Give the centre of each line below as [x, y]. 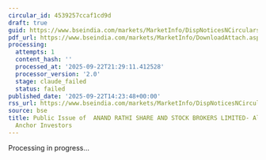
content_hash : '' [44, 60]
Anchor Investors [44, 125]
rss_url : [23, 103]
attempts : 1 [35, 52]
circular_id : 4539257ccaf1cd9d [60, 15]
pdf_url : [23, 37]
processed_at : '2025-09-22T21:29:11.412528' [90, 67]
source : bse [28, 111]
